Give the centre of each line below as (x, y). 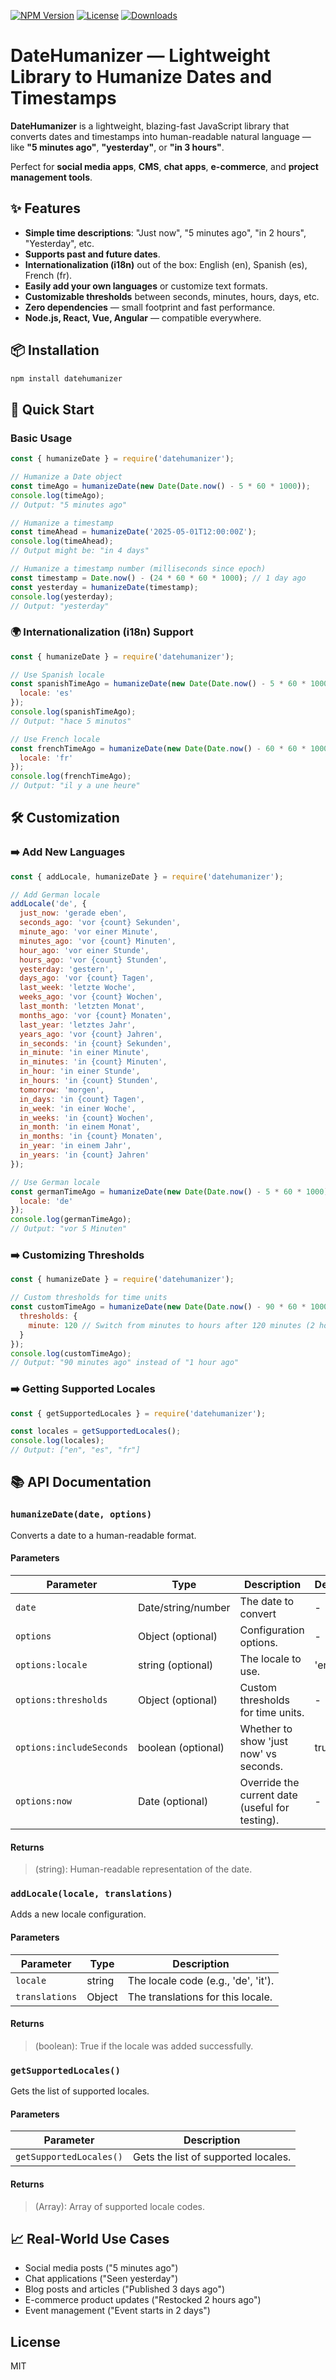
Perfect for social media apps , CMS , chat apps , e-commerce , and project (164, 166)
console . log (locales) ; (57, 1441)
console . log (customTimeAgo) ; (71, 1353)
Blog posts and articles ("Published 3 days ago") (125, 2289)
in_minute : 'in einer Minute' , (84, 1053)
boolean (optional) (181, 1747)
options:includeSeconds (72, 1747)
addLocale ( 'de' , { (48, 904)
